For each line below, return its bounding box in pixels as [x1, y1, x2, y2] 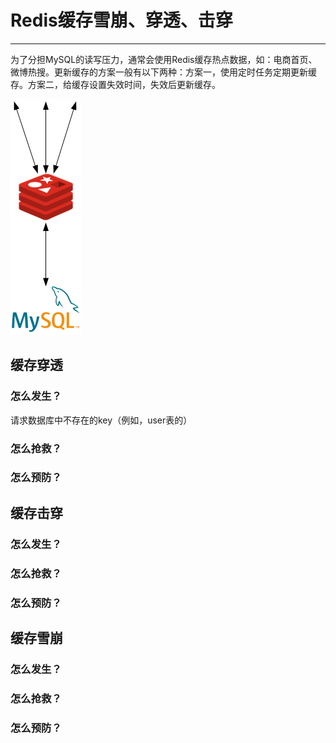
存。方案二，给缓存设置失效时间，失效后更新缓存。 [10, 78, 221, 90]
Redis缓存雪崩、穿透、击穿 [10, 9, 233, 32]
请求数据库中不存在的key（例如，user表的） [10, 414, 193, 426]
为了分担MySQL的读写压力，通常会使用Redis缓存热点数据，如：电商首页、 [10, 53, 318, 65]
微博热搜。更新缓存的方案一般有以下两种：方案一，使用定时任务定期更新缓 [10, 66, 317, 78]
